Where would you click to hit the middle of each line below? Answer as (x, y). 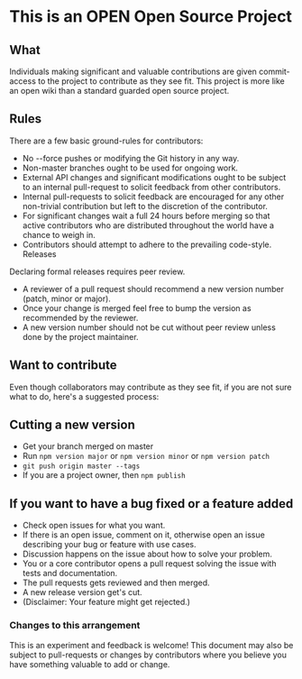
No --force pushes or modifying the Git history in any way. (131, 158)
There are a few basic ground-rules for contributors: (106, 141)
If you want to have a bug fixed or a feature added (151, 504)
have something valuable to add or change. (90, 664)
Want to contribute (63, 366)
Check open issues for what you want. (94, 526)
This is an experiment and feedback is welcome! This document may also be (151, 645)
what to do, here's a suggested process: (84, 396)
